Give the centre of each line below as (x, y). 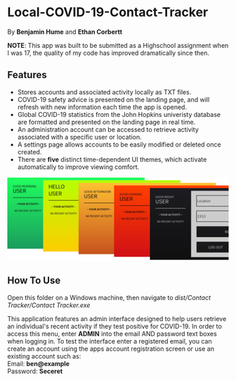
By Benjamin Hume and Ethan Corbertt (65, 32)
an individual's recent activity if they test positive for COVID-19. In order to (115, 326)
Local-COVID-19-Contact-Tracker (108, 12)
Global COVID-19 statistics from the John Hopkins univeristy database (119, 114)
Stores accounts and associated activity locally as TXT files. (104, 92)
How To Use (34, 281)
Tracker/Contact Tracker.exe (49, 305)
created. (29, 151)
